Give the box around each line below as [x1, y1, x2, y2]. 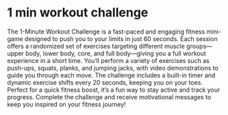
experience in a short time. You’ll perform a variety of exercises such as [7, 56, 210, 64]
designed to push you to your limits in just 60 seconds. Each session [24, 34, 218, 42]
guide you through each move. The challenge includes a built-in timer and [7, 71, 216, 79]
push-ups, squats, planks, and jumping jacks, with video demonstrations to [7, 64, 219, 72]
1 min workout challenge [7, 5, 149, 21]
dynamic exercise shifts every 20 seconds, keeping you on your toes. [7, 78, 203, 86]
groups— [186, 42, 213, 50]
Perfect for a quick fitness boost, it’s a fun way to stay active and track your [7, 86, 220, 94]
